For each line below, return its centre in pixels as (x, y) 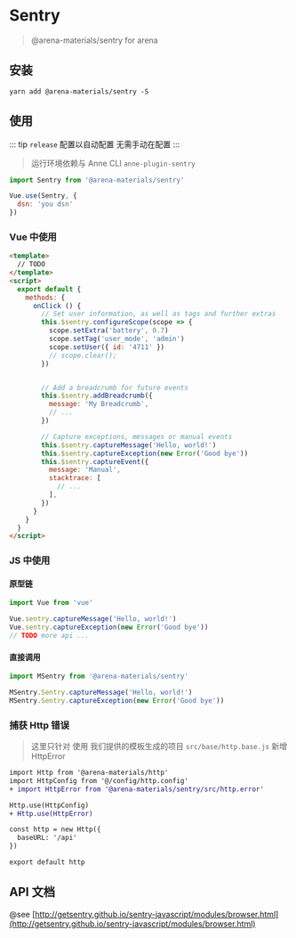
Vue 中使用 (33, 237)
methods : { (45, 298)
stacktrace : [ (75, 478)
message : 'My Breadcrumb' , (99, 404)
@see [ (22, 914)
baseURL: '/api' (47, 838)
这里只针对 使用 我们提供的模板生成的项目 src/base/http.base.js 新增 (159, 746)
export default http (48, 862)
